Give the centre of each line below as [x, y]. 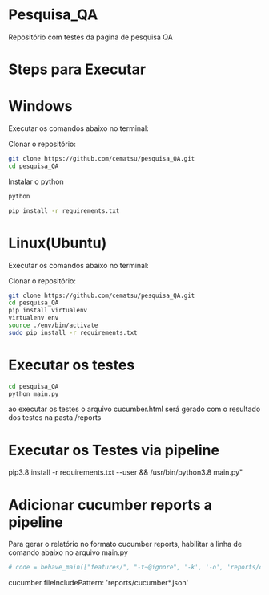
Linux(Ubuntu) [58, 243]
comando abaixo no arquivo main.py [68, 552]
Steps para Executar [77, 69]
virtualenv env [34, 318]
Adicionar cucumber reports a [110, 505]
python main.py [34, 394]
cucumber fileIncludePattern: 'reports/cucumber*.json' [98, 583]
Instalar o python [36, 181]
